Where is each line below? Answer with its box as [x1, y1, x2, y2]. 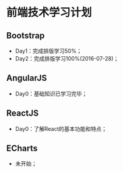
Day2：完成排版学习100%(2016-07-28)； [15, 55, 119, 62]
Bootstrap [6, 30, 45, 40]
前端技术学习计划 [6, 6, 93, 20]
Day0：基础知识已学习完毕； [15, 90, 88, 97]
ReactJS [6, 108, 39, 119]
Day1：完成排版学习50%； [15, 47, 82, 54]
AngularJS [6, 73, 47, 83]
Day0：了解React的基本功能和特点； [15, 125, 107, 132]
